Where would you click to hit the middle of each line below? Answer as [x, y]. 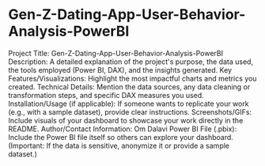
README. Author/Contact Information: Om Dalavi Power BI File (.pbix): [123, 129]
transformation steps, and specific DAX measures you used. [106, 95]
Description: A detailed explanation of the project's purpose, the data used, [131, 62]
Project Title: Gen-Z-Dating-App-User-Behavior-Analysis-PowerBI [116, 53]
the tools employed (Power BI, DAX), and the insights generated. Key [120, 70]
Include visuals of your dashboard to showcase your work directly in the [126, 120]
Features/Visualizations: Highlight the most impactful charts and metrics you [132, 78]
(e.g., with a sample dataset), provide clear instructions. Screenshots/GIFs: [130, 111]
